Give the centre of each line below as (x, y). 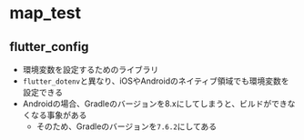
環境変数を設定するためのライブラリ (91, 70)
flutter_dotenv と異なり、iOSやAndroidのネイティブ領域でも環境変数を (156, 81)
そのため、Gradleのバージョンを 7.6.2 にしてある (126, 126)
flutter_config (49, 47)
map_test (46, 13)
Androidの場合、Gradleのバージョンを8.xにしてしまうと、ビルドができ (155, 104)
